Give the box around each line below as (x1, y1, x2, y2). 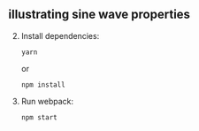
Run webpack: (20, 96, 74, 106)
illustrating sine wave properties (8, 7, 191, 22)
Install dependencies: (20, 30, 100, 41)
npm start (20, 112, 58, 122)
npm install (20, 80, 65, 89)
